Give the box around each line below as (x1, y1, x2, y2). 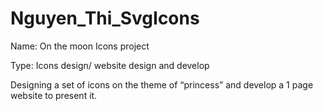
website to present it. (10, 89, 98, 101)
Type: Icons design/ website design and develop (10, 59, 210, 71)
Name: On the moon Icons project (10, 40, 150, 52)
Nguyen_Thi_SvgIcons (10, 7, 200, 30)
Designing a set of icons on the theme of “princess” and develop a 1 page (10, 78, 314, 91)
